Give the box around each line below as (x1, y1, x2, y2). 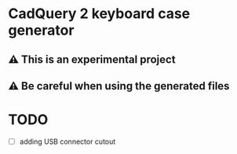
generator (8, 21, 75, 39)
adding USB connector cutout (19, 137, 116, 146)
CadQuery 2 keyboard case (8, 5, 191, 23)
